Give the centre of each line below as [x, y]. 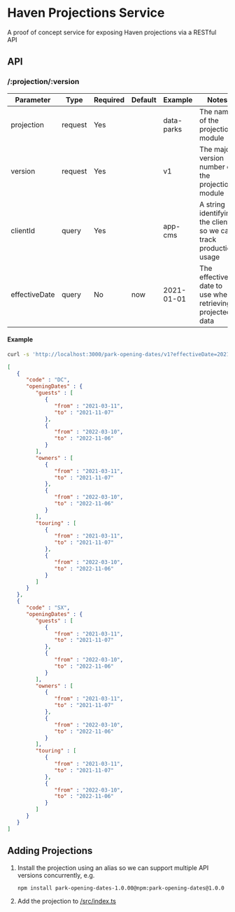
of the [209, 120]
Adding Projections [50, 851]
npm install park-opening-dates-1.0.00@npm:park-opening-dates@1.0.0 [121, 888]
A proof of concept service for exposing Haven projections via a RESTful [112, 32]
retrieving [215, 303]
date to [211, 286]
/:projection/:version [43, 82]
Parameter [33, 99]
